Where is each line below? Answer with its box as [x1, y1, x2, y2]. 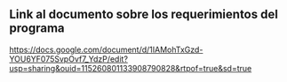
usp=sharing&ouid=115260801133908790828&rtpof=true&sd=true [9, 63, 252, 73]
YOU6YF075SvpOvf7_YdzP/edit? [9, 53, 129, 64]
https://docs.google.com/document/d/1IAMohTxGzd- [9, 44, 203, 55]
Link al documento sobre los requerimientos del [9, 7, 278, 22]
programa [9, 21, 65, 36]
